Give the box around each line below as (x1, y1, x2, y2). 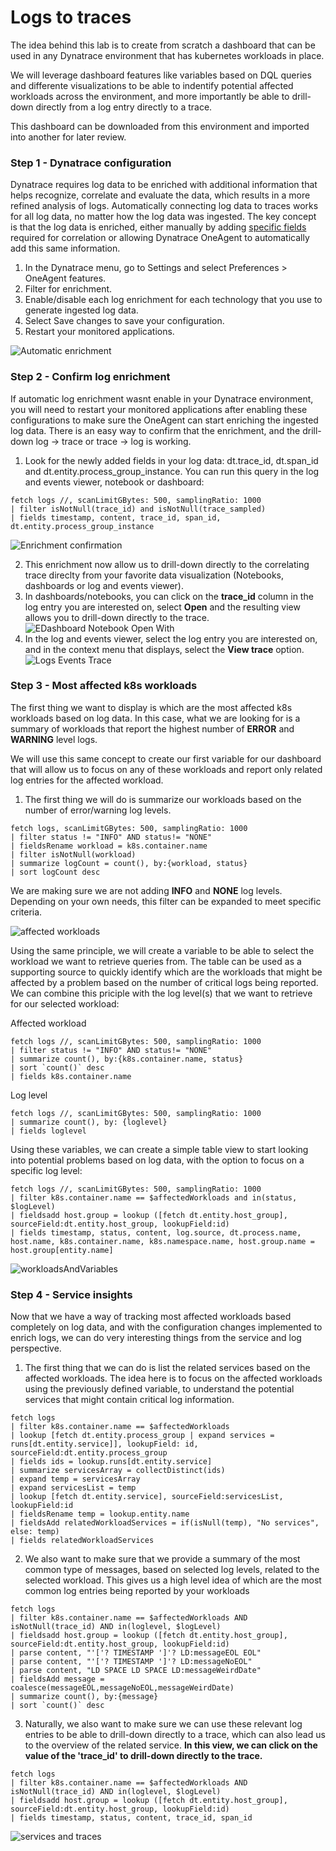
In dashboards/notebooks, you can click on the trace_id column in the (24, 590, 314, 602)
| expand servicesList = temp (10, 1483, 137, 1493)
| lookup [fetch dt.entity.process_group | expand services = (10, 1431, 275, 1441)
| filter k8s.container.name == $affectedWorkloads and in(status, (10, 1192, 298, 1203)
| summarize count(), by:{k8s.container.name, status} (10, 1054, 244, 1064)
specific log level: (10, 1164, 83, 1176)
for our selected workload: (10, 997, 120, 1010)
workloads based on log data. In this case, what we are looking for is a (10, 712, 301, 724)
